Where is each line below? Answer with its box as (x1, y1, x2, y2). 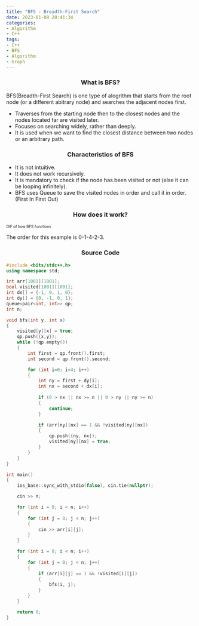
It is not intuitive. (14, 164, 56, 171)
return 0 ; (17, 609, 42, 615)
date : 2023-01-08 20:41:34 (6, 14, 74, 20)
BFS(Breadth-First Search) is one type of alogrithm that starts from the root (6, 92, 192, 99)
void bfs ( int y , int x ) (6, 317, 66, 323)
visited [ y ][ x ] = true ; (17, 328, 74, 335)
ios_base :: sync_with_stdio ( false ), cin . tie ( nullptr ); (17, 483, 154, 489)
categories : (6, 20, 36, 26)
